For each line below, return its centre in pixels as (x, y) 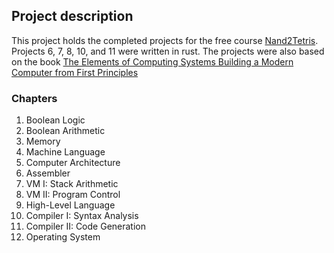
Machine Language (65, 152)
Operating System (63, 237)
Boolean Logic (55, 120)
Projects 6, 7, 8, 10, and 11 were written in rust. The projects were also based (168, 51)
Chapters (34, 98)
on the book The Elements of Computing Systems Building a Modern (152, 61)
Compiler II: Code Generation (85, 226)
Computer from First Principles (75, 72)
